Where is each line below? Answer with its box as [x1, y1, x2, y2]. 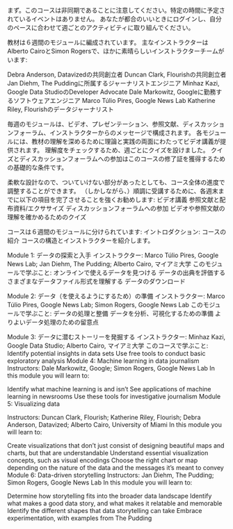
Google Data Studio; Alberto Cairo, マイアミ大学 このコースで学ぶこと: [7, 341, 209, 350]
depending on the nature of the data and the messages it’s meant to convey [7, 464, 224, 471]
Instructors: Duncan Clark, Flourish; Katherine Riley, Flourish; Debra [7, 413, 201, 421]
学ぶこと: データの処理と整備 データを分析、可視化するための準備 [25, 309, 214, 318]
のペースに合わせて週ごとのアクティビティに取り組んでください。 [7, 24, 195, 31]
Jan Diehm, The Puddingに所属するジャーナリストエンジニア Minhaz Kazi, [7, 79, 220, 87]
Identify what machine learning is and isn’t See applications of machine [7, 385, 211, 393]
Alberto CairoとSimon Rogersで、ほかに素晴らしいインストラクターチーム [7, 47, 218, 55]
